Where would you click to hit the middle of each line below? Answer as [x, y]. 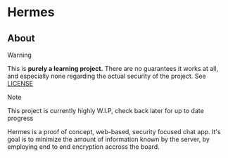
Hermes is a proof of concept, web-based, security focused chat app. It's [114, 132]
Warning [19, 55]
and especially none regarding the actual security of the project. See [107, 76]
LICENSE [20, 84]
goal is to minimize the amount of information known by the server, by [108, 139]
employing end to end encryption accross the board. [83, 147]
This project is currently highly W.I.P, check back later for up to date [106, 111]
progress [20, 118]
